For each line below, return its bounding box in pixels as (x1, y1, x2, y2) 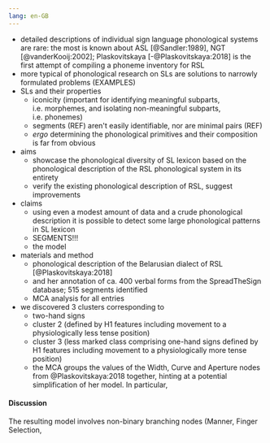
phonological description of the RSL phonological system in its (32, 163, 242, 173)
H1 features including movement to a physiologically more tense (32, 345, 247, 354)
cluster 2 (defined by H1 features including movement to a (32, 319, 227, 329)
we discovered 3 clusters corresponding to (20, 302, 165, 311)
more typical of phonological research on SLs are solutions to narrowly (20, 68, 258, 78)
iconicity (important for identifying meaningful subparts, (32, 94, 220, 104)
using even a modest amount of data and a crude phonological (32, 206, 243, 216)
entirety (32, 172, 59, 182)
